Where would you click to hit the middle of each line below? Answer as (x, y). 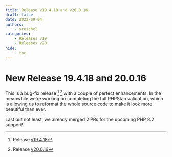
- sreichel (26, 29)
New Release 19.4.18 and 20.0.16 (76, 78)
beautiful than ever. (26, 109)
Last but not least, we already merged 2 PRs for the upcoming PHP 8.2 (80, 119)
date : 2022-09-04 (24, 19)
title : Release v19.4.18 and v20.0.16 (47, 10)
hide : (11, 48)
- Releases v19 (31, 39)
